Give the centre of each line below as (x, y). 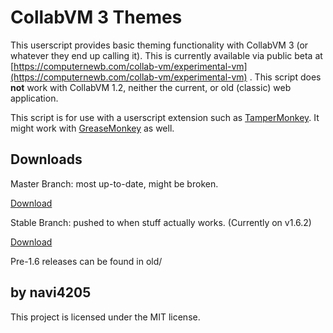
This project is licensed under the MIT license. (105, 317)
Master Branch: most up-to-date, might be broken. (114, 183)
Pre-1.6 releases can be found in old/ (86, 261)
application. (34, 98)
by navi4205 (51, 292)
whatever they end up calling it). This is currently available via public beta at (166, 55)
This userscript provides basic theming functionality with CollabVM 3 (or (159, 45)
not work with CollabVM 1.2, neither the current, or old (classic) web (151, 87)
